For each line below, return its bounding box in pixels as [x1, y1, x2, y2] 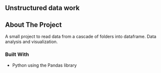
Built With [5, 51, 29, 58]
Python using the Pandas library [12, 62, 77, 68]
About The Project [5, 21, 62, 29]
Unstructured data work [5, 4, 80, 12]
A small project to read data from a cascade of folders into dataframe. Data [5, 34, 157, 40]
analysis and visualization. [5, 39, 58, 45]
